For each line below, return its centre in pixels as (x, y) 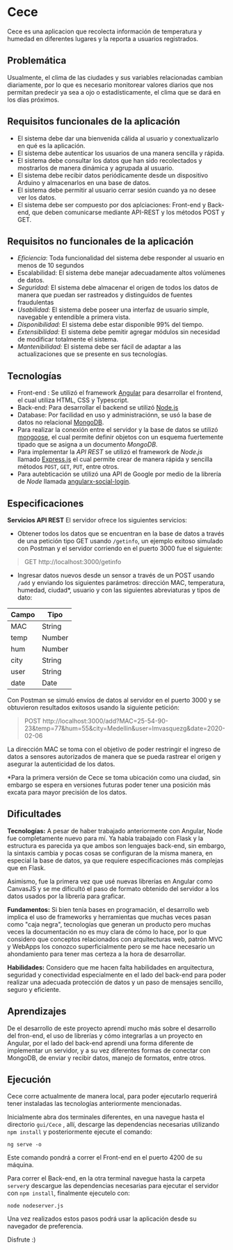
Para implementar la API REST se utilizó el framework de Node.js (110, 452)
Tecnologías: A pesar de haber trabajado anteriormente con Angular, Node (115, 831)
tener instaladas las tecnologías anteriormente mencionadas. (95, 1104)
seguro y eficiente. (34, 989)
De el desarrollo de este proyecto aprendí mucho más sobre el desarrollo (112, 1028)
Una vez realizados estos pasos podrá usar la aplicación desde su (102, 1219)
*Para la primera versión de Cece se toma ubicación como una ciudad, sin (114, 777)
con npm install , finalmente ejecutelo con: (69, 1193)
